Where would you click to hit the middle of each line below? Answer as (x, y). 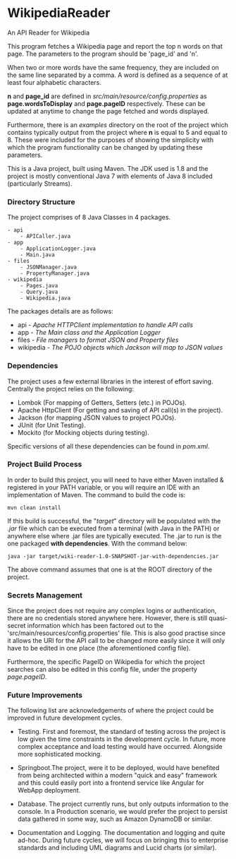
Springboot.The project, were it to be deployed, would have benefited (118, 768)
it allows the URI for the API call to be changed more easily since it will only (116, 641)
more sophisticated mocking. (60, 754)
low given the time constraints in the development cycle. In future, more (122, 739)
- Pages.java (39, 286)
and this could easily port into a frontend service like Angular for (111, 783)
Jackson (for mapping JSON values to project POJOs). (97, 417)
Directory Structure (41, 201)
